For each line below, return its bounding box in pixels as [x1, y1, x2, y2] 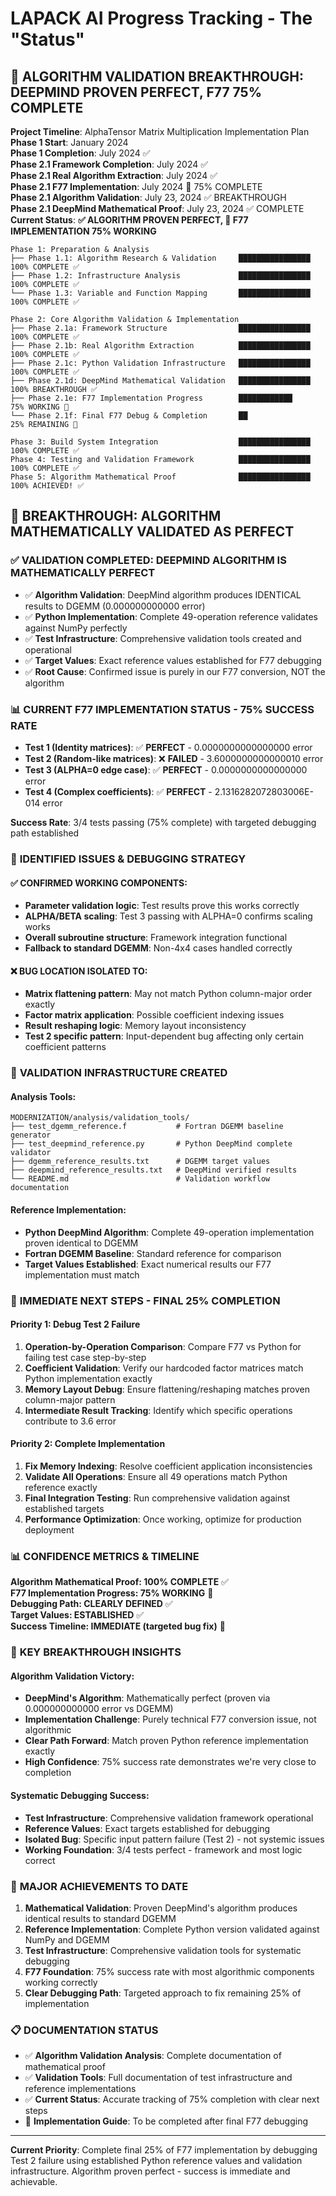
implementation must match [24, 1268, 140, 1281]
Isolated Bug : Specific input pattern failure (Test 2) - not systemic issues [24, 1833, 325, 1845]
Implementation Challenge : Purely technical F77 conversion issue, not [24, 1713, 317, 1726]
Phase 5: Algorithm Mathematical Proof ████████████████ [10, 472, 311, 482]
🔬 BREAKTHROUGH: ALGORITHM [10, 508, 222, 525]
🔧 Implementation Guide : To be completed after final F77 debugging [24, 2115, 309, 2127]
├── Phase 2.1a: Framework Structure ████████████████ [10, 323, 311, 333]
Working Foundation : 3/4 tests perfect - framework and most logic [24, 1843, 303, 1856]
